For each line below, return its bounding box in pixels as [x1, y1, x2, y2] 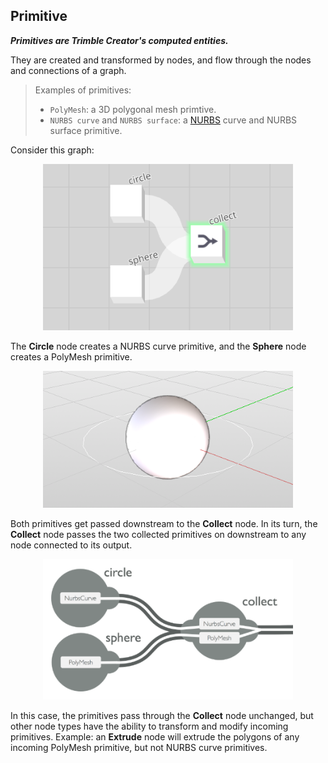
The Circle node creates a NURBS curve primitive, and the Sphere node [10, 340, 307, 352]
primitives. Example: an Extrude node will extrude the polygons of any [10, 730, 300, 743]
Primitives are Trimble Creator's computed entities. [10, 34, 229, 46]
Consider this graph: [10, 144, 95, 156]
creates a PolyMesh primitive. [10, 350, 133, 363]
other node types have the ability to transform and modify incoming [10, 720, 289, 732]
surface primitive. [49, 124, 123, 136]
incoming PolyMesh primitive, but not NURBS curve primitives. [10, 741, 268, 753]
